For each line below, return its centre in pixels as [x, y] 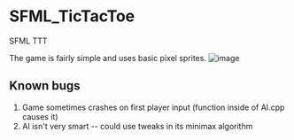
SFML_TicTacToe [72, 16]
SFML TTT [28, 41]
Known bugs [45, 86]
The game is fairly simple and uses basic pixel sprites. [108, 58]
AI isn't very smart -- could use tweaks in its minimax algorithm [137, 126]
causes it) [40, 116]
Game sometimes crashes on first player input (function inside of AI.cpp [153, 107]
